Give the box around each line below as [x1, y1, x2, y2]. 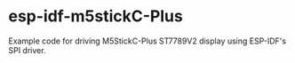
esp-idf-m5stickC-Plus [8, 6, 183, 27]
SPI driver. [8, 44, 46, 55]
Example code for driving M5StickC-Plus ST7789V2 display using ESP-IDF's [8, 35, 286, 46]
